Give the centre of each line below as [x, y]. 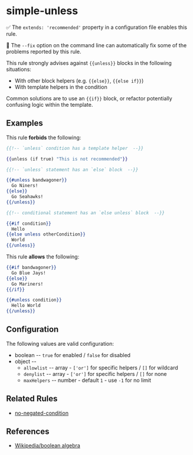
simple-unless [42, 11]
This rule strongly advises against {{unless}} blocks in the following [89, 63]
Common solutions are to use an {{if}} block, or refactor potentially [89, 98]
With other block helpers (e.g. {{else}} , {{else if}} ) [79, 80]
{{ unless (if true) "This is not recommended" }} [67, 159]
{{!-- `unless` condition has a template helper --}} [75, 148]
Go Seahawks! [27, 197]
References [28, 432]
